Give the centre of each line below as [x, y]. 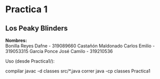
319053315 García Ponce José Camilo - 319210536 [59, 51]
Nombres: [16, 40]
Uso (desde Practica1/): [30, 61]
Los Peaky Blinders [37, 28]
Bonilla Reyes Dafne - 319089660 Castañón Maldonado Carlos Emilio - [80, 46]
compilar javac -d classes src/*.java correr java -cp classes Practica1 [78, 71]
